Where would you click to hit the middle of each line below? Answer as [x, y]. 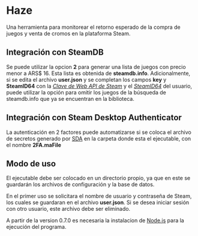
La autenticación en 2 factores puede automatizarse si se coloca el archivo [99, 132]
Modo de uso [31, 164]
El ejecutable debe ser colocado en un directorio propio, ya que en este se [98, 178]
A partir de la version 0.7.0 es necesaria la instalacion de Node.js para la [95, 220]
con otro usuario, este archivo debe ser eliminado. [68, 209]
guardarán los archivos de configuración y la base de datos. [80, 184]
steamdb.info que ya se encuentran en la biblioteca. [70, 98]
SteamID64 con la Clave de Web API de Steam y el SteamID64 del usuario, [99, 86]
